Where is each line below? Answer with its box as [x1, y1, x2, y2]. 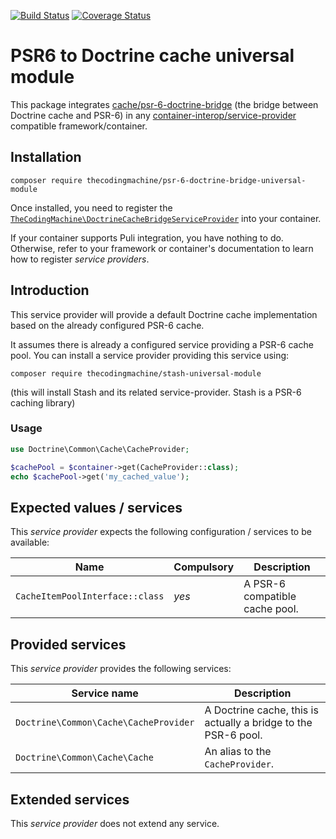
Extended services [10, 791, 130, 808]
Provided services [10, 636, 127, 653]
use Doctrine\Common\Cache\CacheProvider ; [10, 444, 190, 454]
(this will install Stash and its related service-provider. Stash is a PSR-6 [10, 386, 302, 398]
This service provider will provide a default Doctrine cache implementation [10, 308, 318, 320]
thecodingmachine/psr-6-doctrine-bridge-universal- [86, 175, 307, 185]
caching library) [10, 396, 76, 409]
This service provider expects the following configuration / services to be [10, 526, 312, 538]
